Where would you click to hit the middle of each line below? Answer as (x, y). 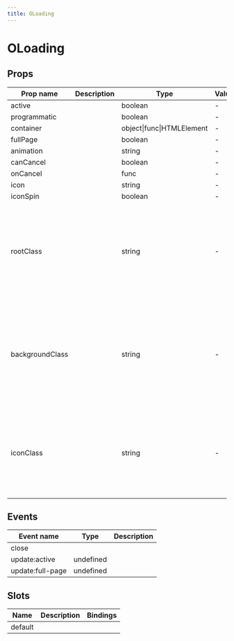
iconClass (27, 452)
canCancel (29, 162)
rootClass (26, 251)
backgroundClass (39, 354)
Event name (39, 536)
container (26, 128)
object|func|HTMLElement (165, 128)
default (22, 627)
